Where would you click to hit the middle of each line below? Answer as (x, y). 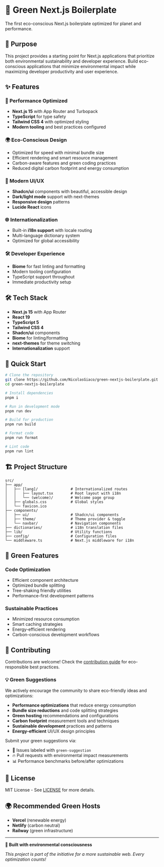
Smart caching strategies (37, 624)
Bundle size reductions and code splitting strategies (65, 710)
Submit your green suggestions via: (41, 740)
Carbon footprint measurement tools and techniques (66, 721)
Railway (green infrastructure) (42, 831)
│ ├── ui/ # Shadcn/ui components (62, 515)
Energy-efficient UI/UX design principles (53, 731)
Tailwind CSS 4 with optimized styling (51, 122)
